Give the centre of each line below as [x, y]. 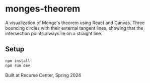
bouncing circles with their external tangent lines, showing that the [74, 28]
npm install [18, 61]
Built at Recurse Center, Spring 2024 [43, 75]
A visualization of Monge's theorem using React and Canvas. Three [75, 23]
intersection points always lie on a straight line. [54, 33]
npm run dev [18, 65]
